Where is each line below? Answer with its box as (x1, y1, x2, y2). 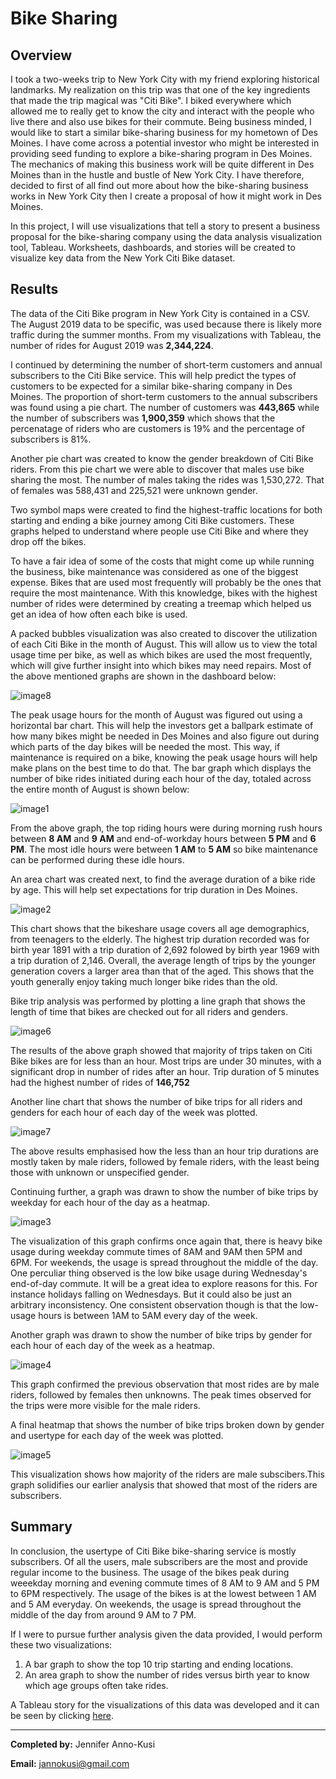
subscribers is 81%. (10, 433, 92, 445)
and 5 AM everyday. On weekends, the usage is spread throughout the (10, 1598, 302, 1610)
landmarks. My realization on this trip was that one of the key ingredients (10, 84, 311, 96)
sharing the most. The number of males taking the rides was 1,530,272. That (10, 473, 325, 486)
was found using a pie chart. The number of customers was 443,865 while (10, 401, 320, 413)
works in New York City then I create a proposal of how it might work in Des (10, 190, 323, 202)
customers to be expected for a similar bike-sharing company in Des (10, 380, 293, 392)
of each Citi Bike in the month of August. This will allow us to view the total (10, 638, 318, 650)
